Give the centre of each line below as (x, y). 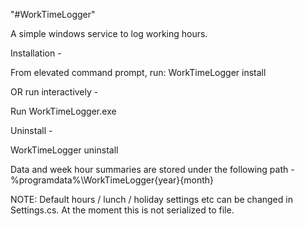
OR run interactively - (54, 92)
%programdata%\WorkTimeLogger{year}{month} (112, 180)
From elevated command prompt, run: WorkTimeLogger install (138, 72)
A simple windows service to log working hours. (109, 33)
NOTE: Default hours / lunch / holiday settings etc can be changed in (151, 199)
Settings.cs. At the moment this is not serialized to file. (122, 210)
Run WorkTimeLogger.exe (63, 111)
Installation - (36, 53)
